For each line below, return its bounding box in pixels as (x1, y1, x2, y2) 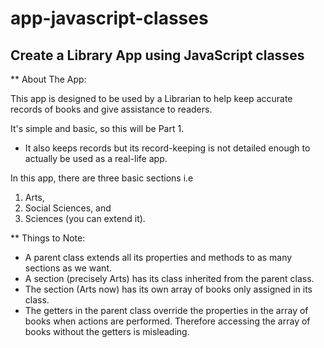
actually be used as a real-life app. (24, 153, 168, 164)
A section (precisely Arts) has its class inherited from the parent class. (24, 273, 315, 284)
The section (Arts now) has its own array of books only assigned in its (24, 283, 313, 295)
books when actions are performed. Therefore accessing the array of (24, 315, 311, 327)
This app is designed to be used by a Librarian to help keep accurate (10, 93, 293, 104)
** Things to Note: (10, 232, 86, 244)
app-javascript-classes (10, 7, 209, 30)
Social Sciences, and (24, 202, 112, 214)
